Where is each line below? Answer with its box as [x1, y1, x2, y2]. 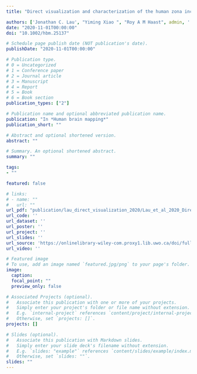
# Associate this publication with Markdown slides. [6, 337, 143, 343]
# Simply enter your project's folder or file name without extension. [6, 305, 191, 311]
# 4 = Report [6, 84, 38, 90]
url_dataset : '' [6, 218, 46, 225]
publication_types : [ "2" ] [6, 100, 69, 106]
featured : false [6, 180, 46, 186]
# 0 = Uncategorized [6, 62, 57, 68]
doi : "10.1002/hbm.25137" [6, 30, 69, 36]
